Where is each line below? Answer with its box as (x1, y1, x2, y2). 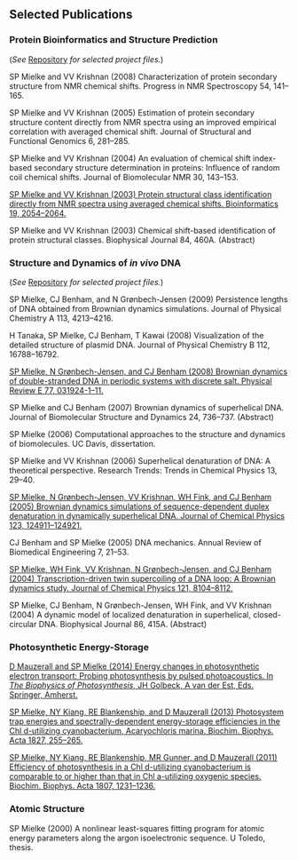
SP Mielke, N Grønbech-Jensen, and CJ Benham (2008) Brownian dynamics (9, 366, 288, 377)
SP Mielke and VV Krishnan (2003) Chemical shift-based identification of (9, 225, 277, 235)
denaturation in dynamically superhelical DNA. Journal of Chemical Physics (9, 510, 286, 521)
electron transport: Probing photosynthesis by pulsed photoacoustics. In (9, 671, 274, 681)
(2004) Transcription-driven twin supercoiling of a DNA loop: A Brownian (9, 573, 277, 584)
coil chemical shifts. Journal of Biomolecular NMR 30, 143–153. (9, 171, 239, 182)
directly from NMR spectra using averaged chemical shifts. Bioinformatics (9, 198, 279, 209)
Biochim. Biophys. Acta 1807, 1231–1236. (9, 781, 156, 792)
